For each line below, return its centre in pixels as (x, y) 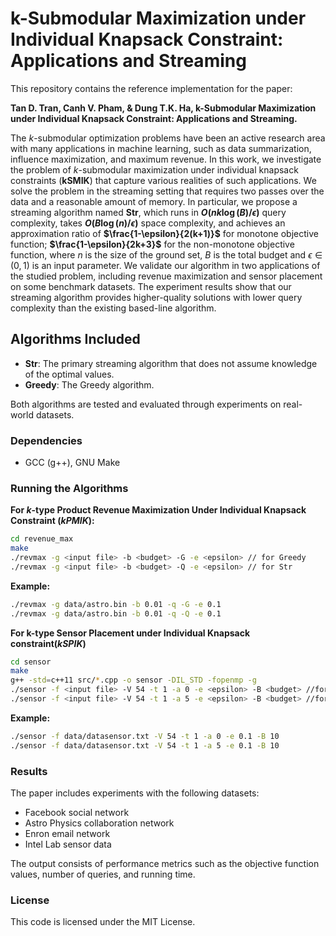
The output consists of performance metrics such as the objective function (165, 864)
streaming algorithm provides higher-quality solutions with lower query (156, 297)
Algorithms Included (75, 339)
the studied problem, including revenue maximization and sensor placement (166, 276)
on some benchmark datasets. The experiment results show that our (151, 286)
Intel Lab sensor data (68, 844)
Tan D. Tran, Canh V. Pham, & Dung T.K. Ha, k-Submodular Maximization (163, 108)
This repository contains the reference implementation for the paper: (151, 88)
